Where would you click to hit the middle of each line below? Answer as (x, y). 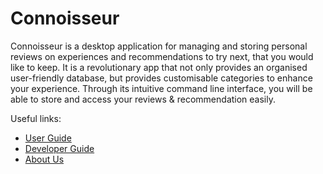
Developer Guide (59, 148)
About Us (44, 159)
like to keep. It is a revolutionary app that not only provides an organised (159, 67)
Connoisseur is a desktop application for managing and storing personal (159, 46)
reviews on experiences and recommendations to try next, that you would (162, 56)
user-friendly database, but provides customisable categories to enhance (161, 78)
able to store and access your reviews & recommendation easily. (143, 99)
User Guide (48, 138)
